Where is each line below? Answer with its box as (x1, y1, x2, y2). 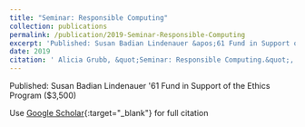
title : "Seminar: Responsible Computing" (9, 13, 169, 23)
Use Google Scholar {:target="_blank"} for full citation (9, 108, 209, 118)
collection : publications (9, 22, 107, 31)
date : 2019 (9, 47, 51, 56)
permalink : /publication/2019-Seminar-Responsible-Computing (9, 30, 246, 39)
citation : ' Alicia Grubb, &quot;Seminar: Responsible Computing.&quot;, (9, 55, 295, 64)
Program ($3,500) (9, 90, 77, 101)
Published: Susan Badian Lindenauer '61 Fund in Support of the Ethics (9, 81, 271, 91)
